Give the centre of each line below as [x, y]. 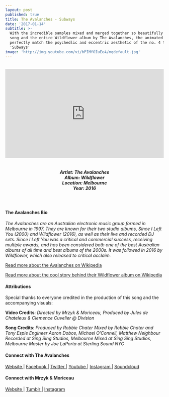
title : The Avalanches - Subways [40, 19]
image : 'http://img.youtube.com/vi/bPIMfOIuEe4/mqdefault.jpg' [73, 52]
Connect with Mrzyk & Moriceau [40, 378]
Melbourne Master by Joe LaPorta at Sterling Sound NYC [65, 344]
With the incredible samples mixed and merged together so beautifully [87, 33]
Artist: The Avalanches [84, 172]
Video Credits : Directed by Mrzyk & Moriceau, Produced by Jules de [77, 313]
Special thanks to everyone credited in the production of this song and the [82, 297]
